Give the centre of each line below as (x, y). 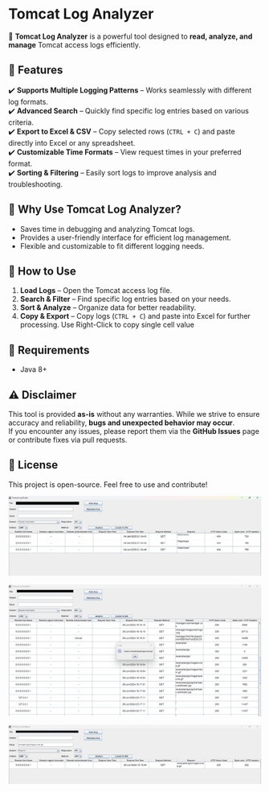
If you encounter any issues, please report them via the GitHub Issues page (134, 431)
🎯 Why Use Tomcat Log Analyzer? (95, 210)
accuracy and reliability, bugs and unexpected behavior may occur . (122, 423)
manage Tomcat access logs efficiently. (74, 44)
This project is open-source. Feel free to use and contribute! (108, 485)
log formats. (28, 101)
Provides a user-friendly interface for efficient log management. (125, 237)
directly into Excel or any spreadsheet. (72, 142)
